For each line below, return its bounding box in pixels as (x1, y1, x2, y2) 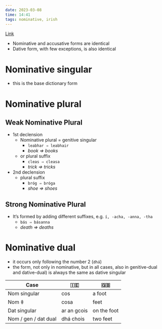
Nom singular (8, 290, 39, 297)
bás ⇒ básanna (20, 220, 50, 225)
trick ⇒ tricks (27, 164, 56, 170)
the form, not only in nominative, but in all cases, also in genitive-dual (12, 264, 158, 270)
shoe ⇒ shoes (27, 185, 58, 191)
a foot (93, 290, 107, 297)
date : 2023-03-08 (5, 7, 42, 13)
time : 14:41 (5, 12, 30, 17)
